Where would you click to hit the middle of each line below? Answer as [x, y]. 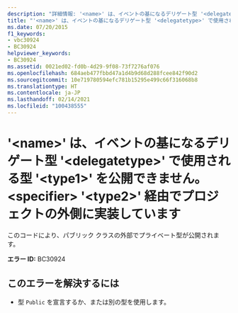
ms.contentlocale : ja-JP [44, 93]
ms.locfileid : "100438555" [47, 106]
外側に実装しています [119, 214]
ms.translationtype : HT [42, 86]
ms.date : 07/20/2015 [38, 27]
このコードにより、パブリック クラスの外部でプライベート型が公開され [110, 235]
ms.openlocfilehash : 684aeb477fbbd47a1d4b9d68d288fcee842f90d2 [103, 73]
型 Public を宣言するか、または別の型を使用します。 [93, 302]
